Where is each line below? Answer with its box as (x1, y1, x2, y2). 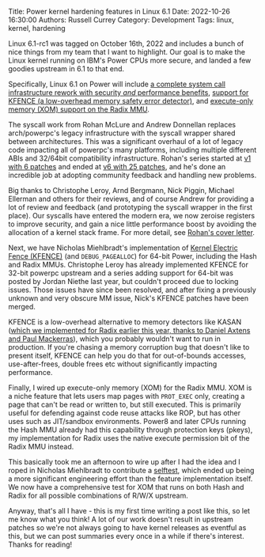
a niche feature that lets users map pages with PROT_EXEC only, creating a (8, 392, 245, 400)
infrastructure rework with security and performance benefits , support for (8, 88, 249, 97)
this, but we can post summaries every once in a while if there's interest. (8, 532, 244, 540)
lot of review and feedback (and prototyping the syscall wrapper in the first (8, 203, 253, 212)
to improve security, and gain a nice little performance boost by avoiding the (8, 219, 257, 229)
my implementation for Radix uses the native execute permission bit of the (8, 434, 250, 442)
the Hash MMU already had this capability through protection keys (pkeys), (8, 425, 253, 434)
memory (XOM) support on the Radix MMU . (8, 104, 150, 114)
